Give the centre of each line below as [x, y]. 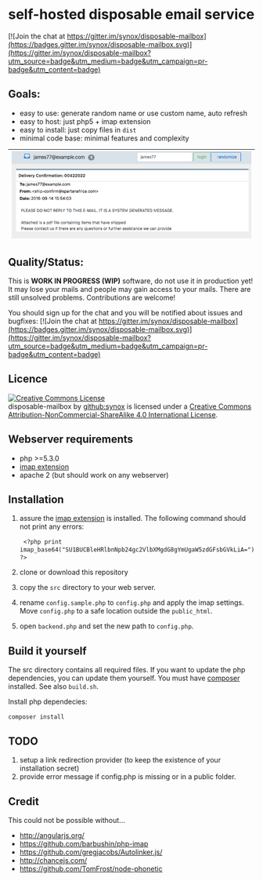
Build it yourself [48, 651]
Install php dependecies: [48, 702]
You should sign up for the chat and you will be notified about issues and [125, 313]
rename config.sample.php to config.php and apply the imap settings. [131, 603]
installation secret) [49, 768]
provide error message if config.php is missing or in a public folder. [128, 777]
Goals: [24, 95]
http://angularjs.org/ [52, 835]
